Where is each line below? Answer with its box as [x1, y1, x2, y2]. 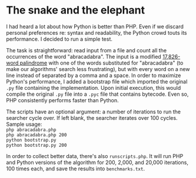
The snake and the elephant [6, 4, 145, 17]
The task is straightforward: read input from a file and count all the [6, 46, 167, 53]
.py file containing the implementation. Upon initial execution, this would [6, 84, 181, 91]
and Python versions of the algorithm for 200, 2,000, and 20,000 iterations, [6, 159, 188, 166]
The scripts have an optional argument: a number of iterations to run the [6, 108, 181, 115]
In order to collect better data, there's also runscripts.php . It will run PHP [6, 152, 184, 159]
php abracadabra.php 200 [6, 132, 67, 138]
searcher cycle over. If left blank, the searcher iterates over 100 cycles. [6, 114, 178, 121]
